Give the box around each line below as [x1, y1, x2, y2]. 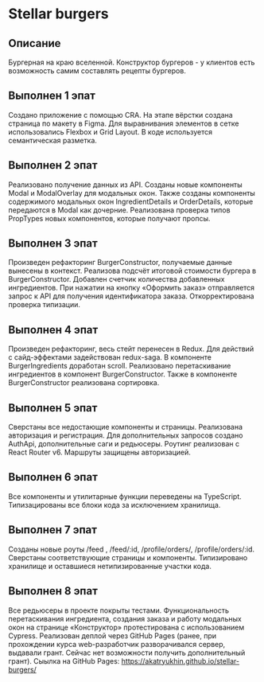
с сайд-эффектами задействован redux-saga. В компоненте [8, 353, 212, 362]
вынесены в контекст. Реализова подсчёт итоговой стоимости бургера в [8, 266, 257, 275]
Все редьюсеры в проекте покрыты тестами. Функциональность [8, 606, 229, 615]
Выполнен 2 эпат [8, 158, 98, 172]
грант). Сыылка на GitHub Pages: [8, 656, 120, 665]
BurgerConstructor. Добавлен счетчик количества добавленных [8, 275, 225, 284]
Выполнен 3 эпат [8, 236, 98, 251]
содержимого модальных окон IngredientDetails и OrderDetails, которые [8, 197, 254, 206]
